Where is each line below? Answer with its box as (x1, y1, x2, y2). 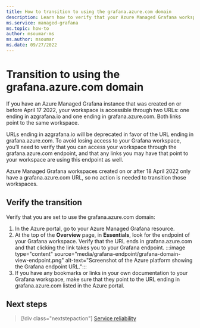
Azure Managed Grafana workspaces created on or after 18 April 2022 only (6, 168, 191, 175)
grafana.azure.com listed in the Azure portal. (14, 281, 125, 289)
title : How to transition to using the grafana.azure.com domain (6, 8, 171, 15)
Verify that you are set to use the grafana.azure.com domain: (6, 213, 156, 221)
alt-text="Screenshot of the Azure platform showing (65, 256, 193, 264)
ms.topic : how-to (6, 25, 49, 32)
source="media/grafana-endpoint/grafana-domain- (54, 250, 181, 257)
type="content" (14, 250, 54, 257)
